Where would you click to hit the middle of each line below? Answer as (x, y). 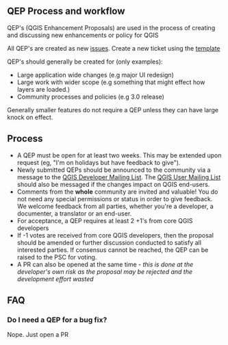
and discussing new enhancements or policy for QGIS (83, 35)
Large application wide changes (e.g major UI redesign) (96, 75)
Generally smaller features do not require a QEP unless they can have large (113, 110)
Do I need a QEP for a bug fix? (57, 320)
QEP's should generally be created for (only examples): (85, 62)
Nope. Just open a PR (38, 335)
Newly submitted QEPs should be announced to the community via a (114, 170)
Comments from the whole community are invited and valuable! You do (117, 192)
